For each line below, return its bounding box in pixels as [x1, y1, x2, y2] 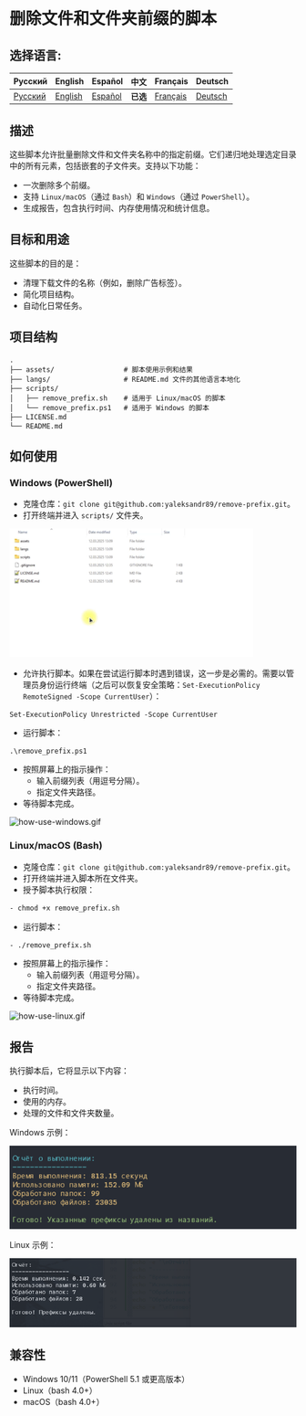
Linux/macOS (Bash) [9, 840, 103, 852]
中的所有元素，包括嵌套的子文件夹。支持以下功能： [9, 161, 201, 172]
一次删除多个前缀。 [22, 180, 96, 191]
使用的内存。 [22, 1096, 71, 1107]
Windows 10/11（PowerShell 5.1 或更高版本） [22, 1373, 189, 1384]
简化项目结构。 [22, 289, 79, 300]
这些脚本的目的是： [9, 258, 82, 269]
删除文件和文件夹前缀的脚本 [9, 8, 218, 29]
